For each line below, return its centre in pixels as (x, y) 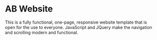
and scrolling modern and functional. (42, 32)
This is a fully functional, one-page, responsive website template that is (76, 22)
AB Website (29, 9)
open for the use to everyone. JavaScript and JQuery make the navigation (78, 27)
